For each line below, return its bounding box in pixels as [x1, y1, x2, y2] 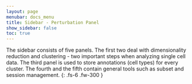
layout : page [6, 8, 39, 15]
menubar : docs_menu [6, 14, 55, 20]
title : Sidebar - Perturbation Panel [6, 19, 100, 25]
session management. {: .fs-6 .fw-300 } [6, 72, 104, 79]
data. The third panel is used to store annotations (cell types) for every [6, 59, 179, 66]
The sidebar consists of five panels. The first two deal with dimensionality [6, 46, 187, 53]
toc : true [6, 31, 31, 36]
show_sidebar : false [6, 25, 57, 31]
